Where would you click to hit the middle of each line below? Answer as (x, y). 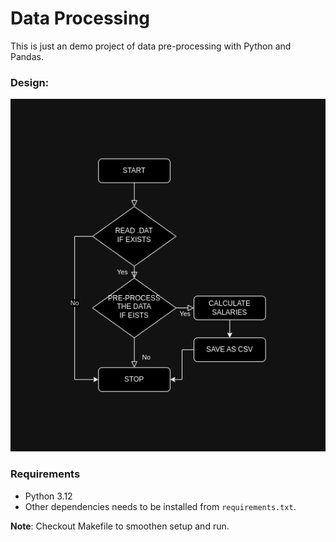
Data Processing (80, 18)
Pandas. (27, 56)
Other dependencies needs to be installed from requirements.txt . (160, 506)
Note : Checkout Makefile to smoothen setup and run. (120, 526)
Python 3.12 (48, 496)
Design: (30, 82)
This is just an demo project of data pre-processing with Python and (151, 46)
